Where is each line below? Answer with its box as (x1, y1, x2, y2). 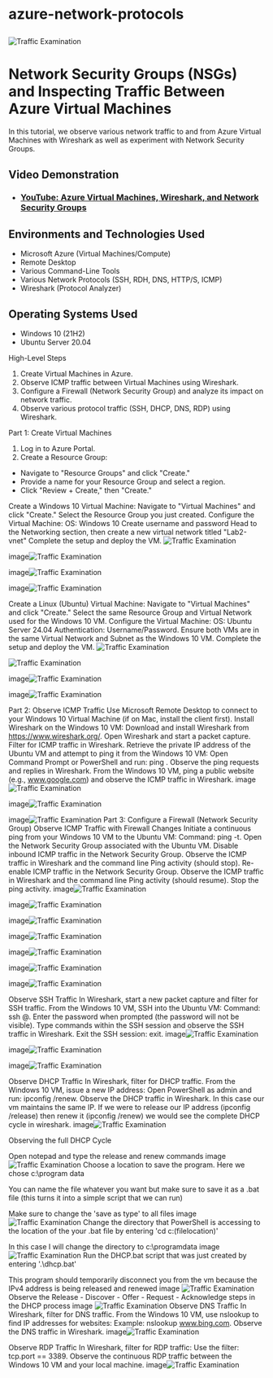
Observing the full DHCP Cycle (8, 1135, 112, 1145)
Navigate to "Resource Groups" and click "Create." (19, 468, 191, 478)
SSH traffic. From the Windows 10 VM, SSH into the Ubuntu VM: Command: (8, 1003, 261, 1013)
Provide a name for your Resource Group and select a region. (19, 477, 226, 487)
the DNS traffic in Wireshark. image (8, 1327, 128, 1336)
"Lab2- (223, 527, 248, 538)
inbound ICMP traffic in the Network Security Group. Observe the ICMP (8, 849, 247, 859)
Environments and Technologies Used (8, 227, 206, 241)
